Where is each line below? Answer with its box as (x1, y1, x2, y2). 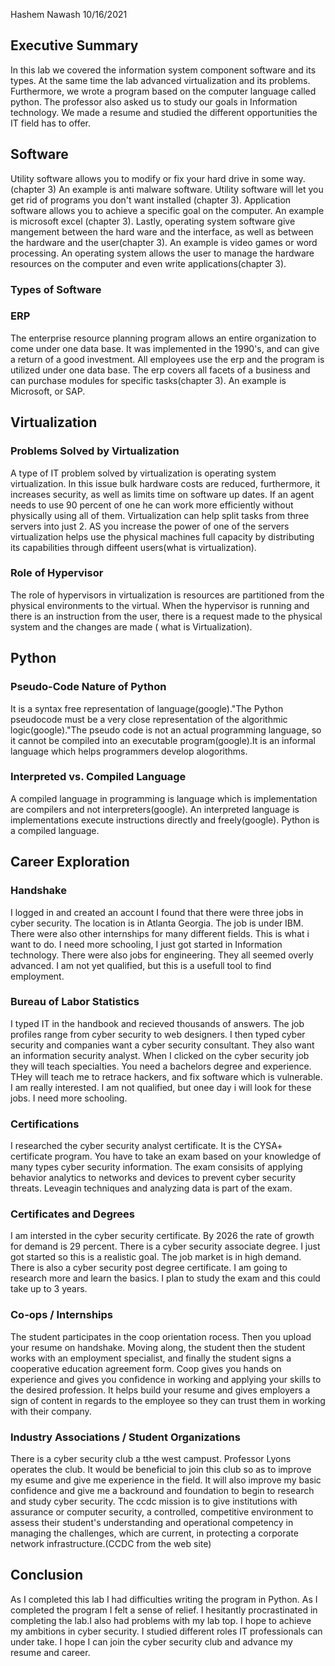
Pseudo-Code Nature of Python (10, 680, 167, 694)
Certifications (10, 1117, 80, 1131)
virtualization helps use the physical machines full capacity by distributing (10, 530, 315, 543)
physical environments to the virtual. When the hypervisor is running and (10, 599, 310, 611)
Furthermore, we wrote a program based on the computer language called (10, 85, 317, 97)
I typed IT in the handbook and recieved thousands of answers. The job (10, 1017, 305, 1029)
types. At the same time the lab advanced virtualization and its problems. (10, 74, 311, 86)
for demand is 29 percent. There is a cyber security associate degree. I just (10, 1240, 321, 1253)
